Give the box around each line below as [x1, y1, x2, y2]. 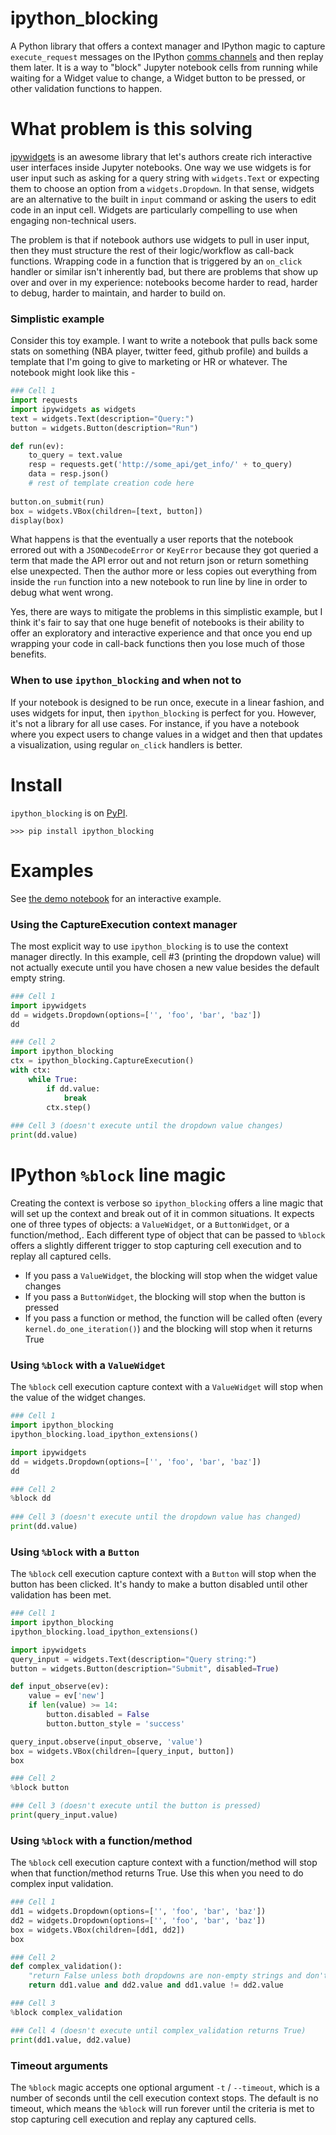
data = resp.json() [28, 469, 110, 479]
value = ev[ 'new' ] [28, 1691, 105, 1701]
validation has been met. [10, 1589, 112, 1601]
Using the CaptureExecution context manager [10, 917, 238, 931]
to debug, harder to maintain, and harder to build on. [10, 287, 227, 299]
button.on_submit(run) [10, 497, 105, 507]
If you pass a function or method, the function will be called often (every [24, 1312, 323, 1324]
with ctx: [10, 1065, 52, 1076]
